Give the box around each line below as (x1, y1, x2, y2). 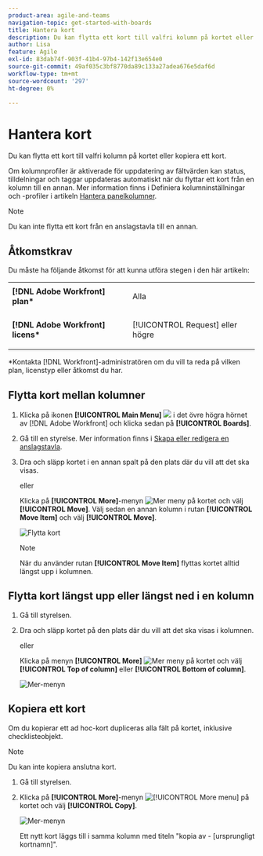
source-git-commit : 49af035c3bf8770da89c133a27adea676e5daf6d (8, 63, 215, 71)
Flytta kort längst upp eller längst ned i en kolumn (8, 590, 254, 603)
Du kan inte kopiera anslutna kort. (8, 762, 117, 771)
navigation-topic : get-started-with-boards (8, 19, 153, 27)
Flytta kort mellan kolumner (8, 388, 146, 401)
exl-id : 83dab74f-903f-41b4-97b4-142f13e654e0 (8, 56, 163, 64)
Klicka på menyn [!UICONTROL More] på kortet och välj (19, 656, 243, 665)
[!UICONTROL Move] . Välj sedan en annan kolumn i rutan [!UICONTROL (19, 504, 253, 514)
